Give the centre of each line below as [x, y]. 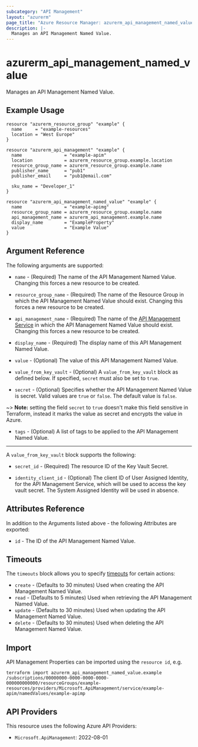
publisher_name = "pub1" [48, 170]
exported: [18, 529]
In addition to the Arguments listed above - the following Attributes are [91, 523]
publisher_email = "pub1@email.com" [62, 176]
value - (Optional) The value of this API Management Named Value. [96, 360]
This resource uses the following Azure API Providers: [72, 726]
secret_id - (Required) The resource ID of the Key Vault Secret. [92, 466]
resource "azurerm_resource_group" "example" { [66, 124]
